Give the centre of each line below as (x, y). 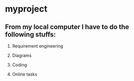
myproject (26, 9)
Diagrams (22, 55)
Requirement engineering (38, 46)
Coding (19, 65)
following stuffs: (30, 34)
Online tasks (25, 74)
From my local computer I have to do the (67, 27)
